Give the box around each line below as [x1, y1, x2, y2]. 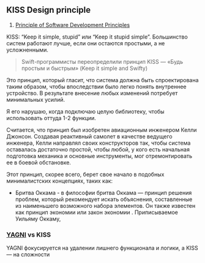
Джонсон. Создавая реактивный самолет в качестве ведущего [6, 132, 173, 140]
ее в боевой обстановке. [6, 159, 72, 166]
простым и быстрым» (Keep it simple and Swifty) [21, 64, 148, 72]
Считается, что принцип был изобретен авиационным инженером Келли [6, 126, 197, 134]
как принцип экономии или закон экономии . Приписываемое [15, 208, 179, 216]
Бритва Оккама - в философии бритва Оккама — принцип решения [15, 189, 192, 196]
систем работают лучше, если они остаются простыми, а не [6, 39, 165, 47]
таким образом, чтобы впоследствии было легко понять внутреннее [6, 83, 187, 90]
